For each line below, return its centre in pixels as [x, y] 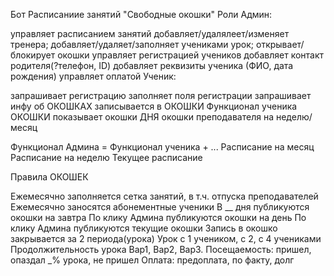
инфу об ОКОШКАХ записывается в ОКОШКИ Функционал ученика [154, 106]
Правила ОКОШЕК [49, 177]
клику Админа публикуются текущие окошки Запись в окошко [144, 228]
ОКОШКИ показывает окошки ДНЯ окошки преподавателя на [142, 117]
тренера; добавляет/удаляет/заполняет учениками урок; [132, 44]
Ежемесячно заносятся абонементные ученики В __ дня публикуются [160, 207]
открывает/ [280, 44]
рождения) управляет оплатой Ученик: [93, 76]
